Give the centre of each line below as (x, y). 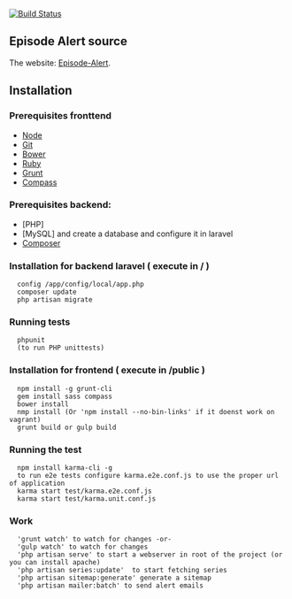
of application (37, 483)
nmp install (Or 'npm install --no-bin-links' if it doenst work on (146, 411)
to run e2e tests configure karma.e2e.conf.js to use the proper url (148, 475)
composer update (47, 292)
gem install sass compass (65, 396)
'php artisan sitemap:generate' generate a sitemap (115, 578)
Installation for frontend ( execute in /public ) (107, 370)
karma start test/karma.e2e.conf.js (85, 491)
